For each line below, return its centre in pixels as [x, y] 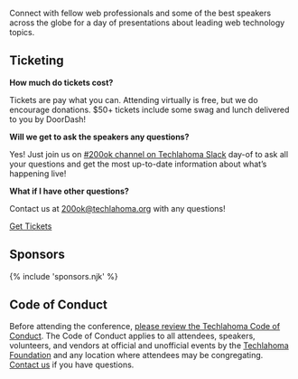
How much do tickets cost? [61, 82]
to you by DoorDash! [48, 119]
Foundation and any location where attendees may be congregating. [136, 355]
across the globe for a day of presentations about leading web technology [147, 23]
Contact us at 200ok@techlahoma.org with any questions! [117, 208]
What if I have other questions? [69, 191]
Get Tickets [31, 226]
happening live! [38, 173]
